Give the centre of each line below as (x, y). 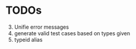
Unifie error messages (42, 27)
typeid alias (28, 39)
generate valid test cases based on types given (72, 33)
